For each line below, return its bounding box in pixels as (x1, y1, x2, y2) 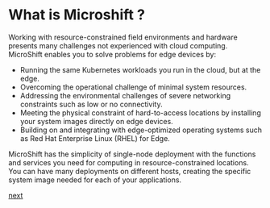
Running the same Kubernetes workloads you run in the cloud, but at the (19, 64, 261, 74)
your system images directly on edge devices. (19, 116, 173, 126)
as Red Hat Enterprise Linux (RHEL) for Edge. (19, 133, 171, 143)
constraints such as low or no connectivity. (19, 99, 163, 109)
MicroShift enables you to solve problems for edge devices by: (8, 49, 216, 59)
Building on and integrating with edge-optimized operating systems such (19, 125, 262, 135)
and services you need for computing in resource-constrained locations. (8, 157, 249, 167)
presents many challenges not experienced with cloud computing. (8, 40, 228, 50)
